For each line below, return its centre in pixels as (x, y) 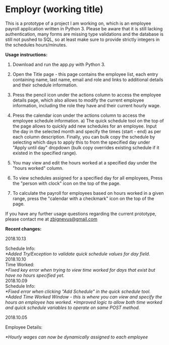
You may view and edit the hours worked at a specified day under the (85, 162)
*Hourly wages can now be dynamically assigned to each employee (77, 337)
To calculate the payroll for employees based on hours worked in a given (88, 193)
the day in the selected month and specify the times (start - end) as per (87, 131)
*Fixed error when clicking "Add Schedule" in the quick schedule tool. (78, 291)
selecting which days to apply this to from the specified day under (81, 142)
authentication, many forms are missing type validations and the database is (84, 34)
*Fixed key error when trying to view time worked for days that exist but (80, 270)
